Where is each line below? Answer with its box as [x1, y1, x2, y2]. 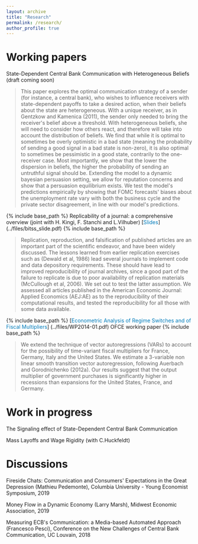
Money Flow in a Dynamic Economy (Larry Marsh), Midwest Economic [6, 501, 177, 509]
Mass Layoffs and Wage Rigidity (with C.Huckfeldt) [6, 437, 131, 444]
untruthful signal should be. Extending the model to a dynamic [20, 170, 173, 177]
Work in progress [6, 406, 93, 419]
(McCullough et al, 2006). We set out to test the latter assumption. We [20, 280, 191, 287]
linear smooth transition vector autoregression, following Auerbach [20, 360, 184, 367]
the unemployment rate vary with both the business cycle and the [20, 195, 181, 202]
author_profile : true [6, 25, 60, 31]
